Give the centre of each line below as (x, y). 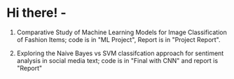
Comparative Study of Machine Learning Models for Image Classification (122, 32)
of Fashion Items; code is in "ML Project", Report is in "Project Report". (119, 39)
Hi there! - (37, 13)
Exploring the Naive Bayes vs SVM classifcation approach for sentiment (120, 53)
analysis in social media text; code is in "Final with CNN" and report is (117, 60)
